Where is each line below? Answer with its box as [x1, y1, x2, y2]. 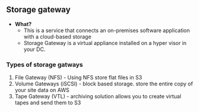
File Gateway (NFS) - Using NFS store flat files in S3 [14, 74, 143, 81]
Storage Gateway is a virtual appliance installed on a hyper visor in [23, 39, 187, 46]
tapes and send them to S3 [14, 99, 81, 106]
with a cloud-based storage [23, 33, 91, 40]
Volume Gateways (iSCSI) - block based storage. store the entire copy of [14, 80, 193, 88]
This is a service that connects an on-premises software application [23, 27, 190, 34]
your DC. [23, 46, 46, 53]
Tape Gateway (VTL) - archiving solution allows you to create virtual [14, 93, 181, 100]
